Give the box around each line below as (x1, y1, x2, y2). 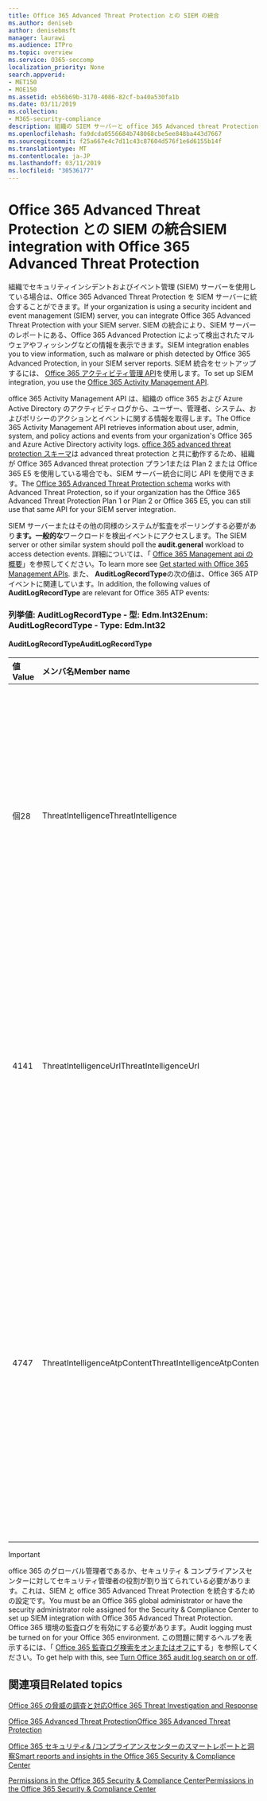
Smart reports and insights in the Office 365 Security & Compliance (15, 1751, 236, 1760)
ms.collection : (8, 108, 59, 116)
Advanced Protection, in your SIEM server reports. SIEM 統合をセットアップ (8, 358, 257, 368)
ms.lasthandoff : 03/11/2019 (8, 160, 102, 168)
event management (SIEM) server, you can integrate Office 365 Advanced (8, 311, 251, 320)
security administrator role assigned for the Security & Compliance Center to (8, 1605, 259, 1614)
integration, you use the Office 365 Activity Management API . (8, 377, 209, 386)
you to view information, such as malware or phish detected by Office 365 (8, 349, 251, 358)
